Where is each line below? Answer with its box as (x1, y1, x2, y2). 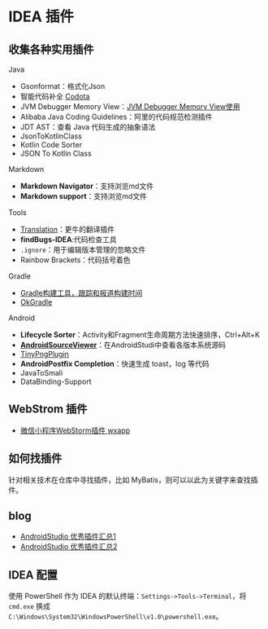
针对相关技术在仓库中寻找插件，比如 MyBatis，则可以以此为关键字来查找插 (8, 474, 258, 485)
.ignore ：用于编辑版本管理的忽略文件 (19, 245, 146, 254)
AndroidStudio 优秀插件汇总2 (19, 542, 118, 552)
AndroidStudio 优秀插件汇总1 (19, 531, 116, 542)
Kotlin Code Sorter (19, 140, 83, 149)
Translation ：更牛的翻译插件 (19, 225, 115, 234)
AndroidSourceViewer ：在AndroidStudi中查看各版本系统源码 (19, 340, 226, 350)
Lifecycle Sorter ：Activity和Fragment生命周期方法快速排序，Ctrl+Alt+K (19, 330, 260, 339)
